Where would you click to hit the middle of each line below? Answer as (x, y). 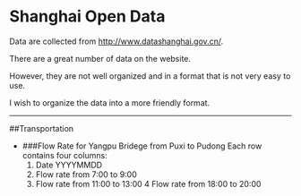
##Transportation (42, 128)
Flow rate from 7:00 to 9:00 (86, 174)
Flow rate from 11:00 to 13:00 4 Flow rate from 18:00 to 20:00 (148, 183)
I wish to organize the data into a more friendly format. (110, 102)
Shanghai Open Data (87, 17)
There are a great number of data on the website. (100, 58)
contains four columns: (64, 155)
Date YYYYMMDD (69, 165)
